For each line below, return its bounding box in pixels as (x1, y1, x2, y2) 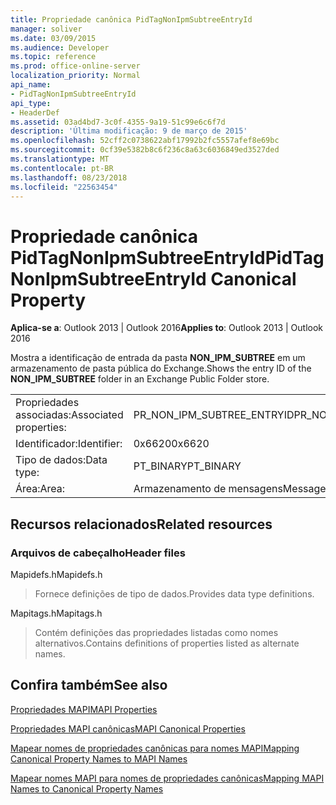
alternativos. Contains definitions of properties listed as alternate (34, 637, 300, 649)
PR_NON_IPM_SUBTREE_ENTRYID (133, 408, 295, 422)
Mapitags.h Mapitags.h (10, 607, 103, 619)
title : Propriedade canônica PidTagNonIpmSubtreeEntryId (10, 14, 253, 25)
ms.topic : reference (10, 52, 97, 62)
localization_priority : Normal (10, 71, 141, 81)
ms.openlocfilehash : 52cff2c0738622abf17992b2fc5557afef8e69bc (10, 136, 280, 146)
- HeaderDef (10, 107, 60, 118)
